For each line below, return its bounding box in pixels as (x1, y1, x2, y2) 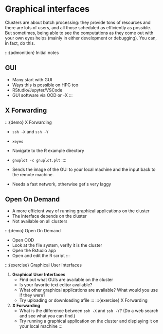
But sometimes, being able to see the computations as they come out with (5, 30, 154, 36)
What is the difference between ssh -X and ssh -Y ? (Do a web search (19, 308, 159, 314)
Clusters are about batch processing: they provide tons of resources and (5, 19, 151, 25)
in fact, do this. (5, 40, 35, 46)
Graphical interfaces (5, 3, 90, 15)
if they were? (19, 292, 46, 298)
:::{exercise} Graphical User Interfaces (5, 262, 82, 268)
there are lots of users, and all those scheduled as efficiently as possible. (5, 24, 152, 30)
